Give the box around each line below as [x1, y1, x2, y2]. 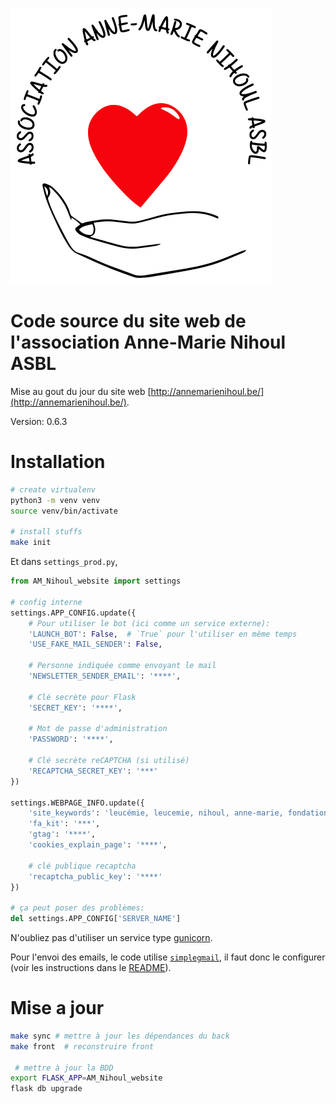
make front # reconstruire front [10, 1041, 155, 1052]
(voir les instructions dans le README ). [10, 962, 172, 973]
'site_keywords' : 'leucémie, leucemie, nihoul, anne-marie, [28, 808, 284, 818]
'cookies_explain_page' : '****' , [28, 840, 168, 850]
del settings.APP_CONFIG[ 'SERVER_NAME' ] [10, 914, 182, 924]
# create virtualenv [10, 484, 97, 495]
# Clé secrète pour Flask [28, 692, 137, 702]
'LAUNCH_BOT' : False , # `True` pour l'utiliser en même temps [28, 629, 298, 639]
